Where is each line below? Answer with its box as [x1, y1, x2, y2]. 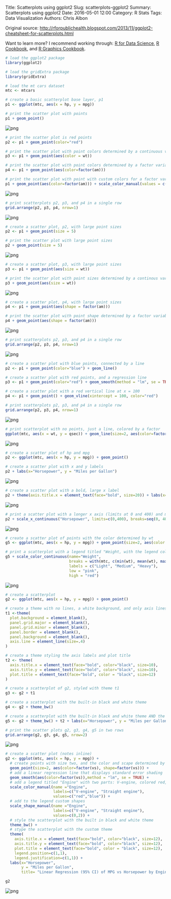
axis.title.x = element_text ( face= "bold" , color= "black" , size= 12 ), [14, 836, 163, 842]
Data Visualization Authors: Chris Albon [5, 15, 88, 21]
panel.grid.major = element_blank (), [10, 620, 90, 625]
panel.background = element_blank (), [10, 634, 90, 640]
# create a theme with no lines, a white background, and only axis [5, 606, 154, 611]
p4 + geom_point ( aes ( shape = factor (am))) [5, 318, 97, 324]
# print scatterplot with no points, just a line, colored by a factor [5, 426, 160, 431]
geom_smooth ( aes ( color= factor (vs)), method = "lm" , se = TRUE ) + [10, 775, 149, 780]
